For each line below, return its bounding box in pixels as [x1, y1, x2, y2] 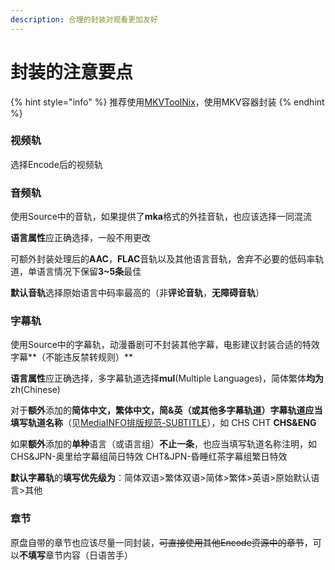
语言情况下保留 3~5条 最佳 [36, 266, 142, 278]
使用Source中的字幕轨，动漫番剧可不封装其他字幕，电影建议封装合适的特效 [10, 339, 320, 351]
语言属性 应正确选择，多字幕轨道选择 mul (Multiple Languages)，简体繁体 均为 [10, 372, 324, 385]
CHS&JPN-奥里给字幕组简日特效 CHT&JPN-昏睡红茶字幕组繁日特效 [10, 451, 288, 463]
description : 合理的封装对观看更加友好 [10, 14, 158, 25]
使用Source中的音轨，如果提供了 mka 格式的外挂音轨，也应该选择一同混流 [10, 211, 312, 223]
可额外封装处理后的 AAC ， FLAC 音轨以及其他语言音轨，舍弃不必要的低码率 [10, 253, 316, 265]
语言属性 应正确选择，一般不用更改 [10, 232, 151, 244]
